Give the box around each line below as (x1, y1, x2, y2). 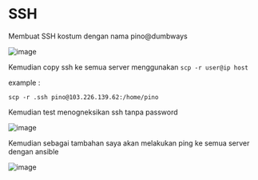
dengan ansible (8, 146, 59, 156)
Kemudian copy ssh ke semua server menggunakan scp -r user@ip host (8, 62, 249, 72)
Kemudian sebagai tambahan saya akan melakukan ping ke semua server (8, 138, 250, 148)
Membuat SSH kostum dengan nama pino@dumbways (8, 31, 188, 41)
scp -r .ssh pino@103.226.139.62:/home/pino (8, 93, 159, 101)
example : (8, 78, 41, 87)
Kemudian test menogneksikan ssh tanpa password (8, 107, 178, 117)
